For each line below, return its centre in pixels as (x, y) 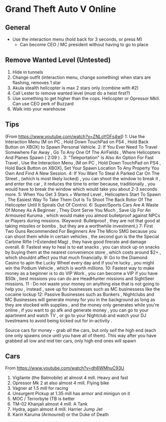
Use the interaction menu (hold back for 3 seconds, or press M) (77, 39)
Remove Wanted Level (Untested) (58, 60)
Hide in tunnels (28, 72)
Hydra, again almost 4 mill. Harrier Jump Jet (57, 409)
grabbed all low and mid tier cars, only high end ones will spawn (71, 341)
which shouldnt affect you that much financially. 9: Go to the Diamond (76, 257)
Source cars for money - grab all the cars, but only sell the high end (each (81, 330)
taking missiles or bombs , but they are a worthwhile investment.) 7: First (79, 226)
